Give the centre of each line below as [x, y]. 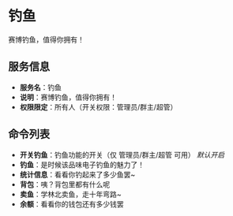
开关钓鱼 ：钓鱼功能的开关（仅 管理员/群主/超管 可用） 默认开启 [122, 155]
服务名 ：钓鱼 [40, 87]
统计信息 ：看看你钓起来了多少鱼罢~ [77, 174]
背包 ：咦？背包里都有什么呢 [65, 184]
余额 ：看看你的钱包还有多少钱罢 [71, 204]
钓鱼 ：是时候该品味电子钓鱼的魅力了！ [82, 164]
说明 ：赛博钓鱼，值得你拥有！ [68, 97]
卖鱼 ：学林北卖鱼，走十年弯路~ [71, 194]
